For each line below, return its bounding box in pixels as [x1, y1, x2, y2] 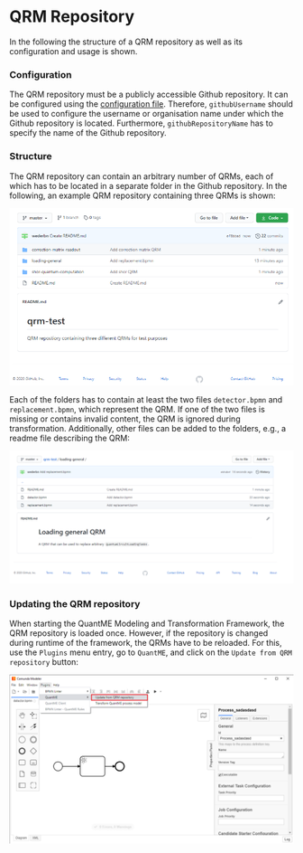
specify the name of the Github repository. [9, 128, 167, 138]
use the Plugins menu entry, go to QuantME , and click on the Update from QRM [9, 647, 293, 658]
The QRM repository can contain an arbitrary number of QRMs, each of [9, 170, 274, 182]
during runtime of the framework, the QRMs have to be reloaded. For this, [9, 638, 282, 649]
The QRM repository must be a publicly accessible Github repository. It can [9, 89, 289, 100]
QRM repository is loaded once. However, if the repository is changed [9, 628, 269, 639]
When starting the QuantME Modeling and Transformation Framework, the [9, 618, 285, 630]
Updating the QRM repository [9, 597, 141, 610]
